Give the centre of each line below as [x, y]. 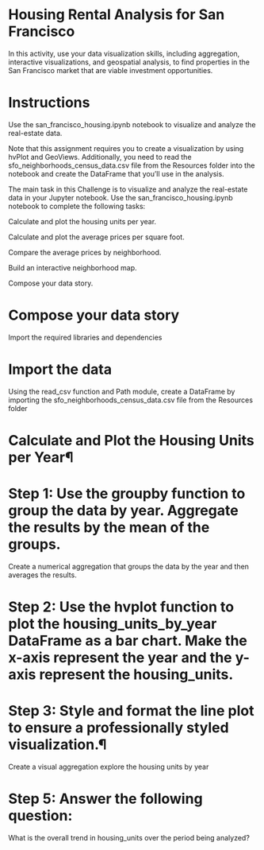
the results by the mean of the [109, 528]
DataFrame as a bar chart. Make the [128, 641]
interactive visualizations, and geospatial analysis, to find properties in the [129, 62]
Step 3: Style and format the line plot [131, 711]
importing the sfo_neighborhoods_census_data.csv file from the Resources [131, 400]
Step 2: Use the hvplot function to [121, 607]
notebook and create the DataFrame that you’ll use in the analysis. [116, 173]
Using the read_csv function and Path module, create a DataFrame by [122, 391]
